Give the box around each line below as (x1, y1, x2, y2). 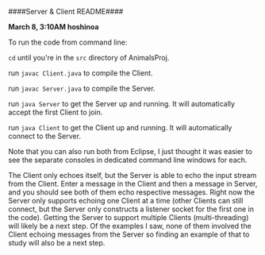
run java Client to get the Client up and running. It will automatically (8, 123, 232, 132)
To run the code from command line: (8, 37, 128, 47)
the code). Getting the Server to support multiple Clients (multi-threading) (8, 213, 249, 222)
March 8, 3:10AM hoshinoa (8, 22, 99, 31)
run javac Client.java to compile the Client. (8, 68, 153, 78)
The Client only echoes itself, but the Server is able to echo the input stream (8, 171, 257, 180)
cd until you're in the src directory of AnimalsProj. (8, 53, 170, 62)
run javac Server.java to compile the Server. (8, 83, 156, 93)
